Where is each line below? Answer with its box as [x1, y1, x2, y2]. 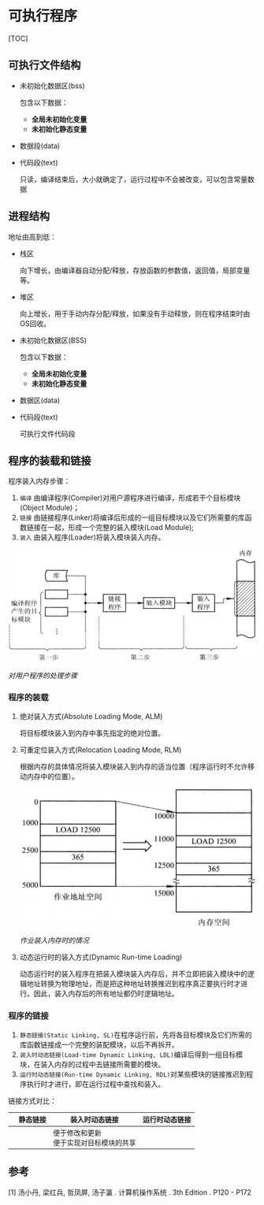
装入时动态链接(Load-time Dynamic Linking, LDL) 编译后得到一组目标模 [19, 1049, 244, 1059]
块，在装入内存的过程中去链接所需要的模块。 [19, 1059, 165, 1069]
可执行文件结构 [8, 58, 81, 72]
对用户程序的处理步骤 [8, 670, 77, 680]
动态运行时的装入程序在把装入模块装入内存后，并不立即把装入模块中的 [19, 970, 248, 979]
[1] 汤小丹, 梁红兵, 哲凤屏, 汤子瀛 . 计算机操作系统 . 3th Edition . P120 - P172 [8, 1187, 252, 1197]
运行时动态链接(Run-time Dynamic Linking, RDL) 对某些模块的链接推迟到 [19, 1069, 247, 1079]
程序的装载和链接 [8, 454, 91, 467]
